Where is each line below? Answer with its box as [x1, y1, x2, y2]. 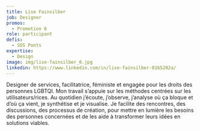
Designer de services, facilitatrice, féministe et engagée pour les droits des [6, 81, 193, 88]
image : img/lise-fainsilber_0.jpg [6, 59, 93, 65]
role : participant [6, 31, 52, 37]
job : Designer [6, 14, 42, 20]
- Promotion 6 [11, 25, 47, 32]
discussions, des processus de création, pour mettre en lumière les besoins [6, 106, 194, 114]
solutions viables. [6, 120, 50, 127]
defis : [6, 37, 23, 43]
